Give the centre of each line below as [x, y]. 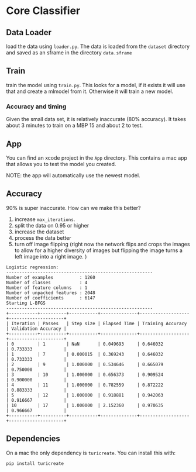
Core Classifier [43, 11]
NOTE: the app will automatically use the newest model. [73, 175]
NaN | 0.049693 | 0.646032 [117, 344]
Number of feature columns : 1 [47, 288]
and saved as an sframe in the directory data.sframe [69, 53]
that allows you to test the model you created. [61, 164]
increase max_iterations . [45, 219]
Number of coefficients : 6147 [51, 298]
